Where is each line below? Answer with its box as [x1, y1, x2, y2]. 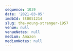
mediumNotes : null [5, 39, 42, 44]
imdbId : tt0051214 [5, 16, 42, 21]
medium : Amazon [5, 34, 36, 39]
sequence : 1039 [5, 7, 36, 12]
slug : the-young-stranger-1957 [5, 20, 69, 26]
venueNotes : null [5, 30, 40, 34]
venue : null [5, 25, 29, 30]
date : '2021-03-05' [5, 12, 45, 17]
